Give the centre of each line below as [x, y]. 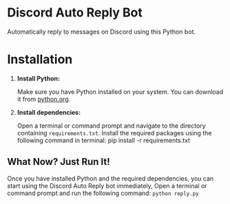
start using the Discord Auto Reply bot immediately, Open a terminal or [107, 185]
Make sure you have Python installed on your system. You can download [120, 91]
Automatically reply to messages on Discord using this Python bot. [102, 32]
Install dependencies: [49, 112]
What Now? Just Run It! [59, 162]
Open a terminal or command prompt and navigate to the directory [111, 126]
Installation [40, 59]
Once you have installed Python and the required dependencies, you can [111, 178]
